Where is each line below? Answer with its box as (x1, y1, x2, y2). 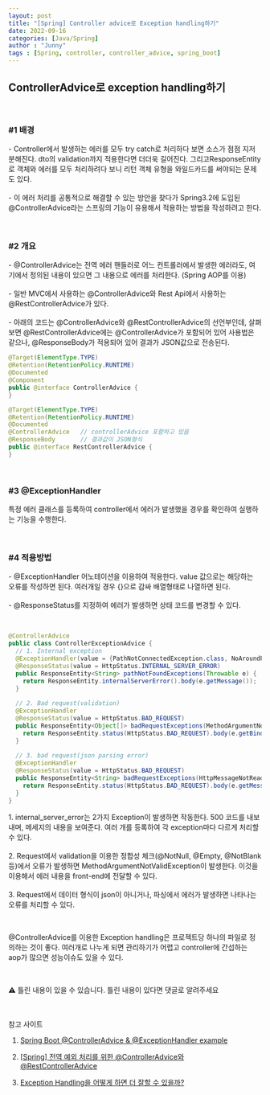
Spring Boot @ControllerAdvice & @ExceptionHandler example (19, 1035, 228, 1045)
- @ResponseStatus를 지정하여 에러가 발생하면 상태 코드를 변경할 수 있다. (8, 601, 241, 610)
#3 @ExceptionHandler (8, 485, 102, 496)
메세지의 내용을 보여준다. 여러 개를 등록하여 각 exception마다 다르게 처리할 (25, 822, 260, 832)
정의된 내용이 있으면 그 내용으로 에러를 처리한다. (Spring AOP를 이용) (29, 270, 247, 280)
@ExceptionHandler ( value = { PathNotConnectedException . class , (15, 654, 228, 662)
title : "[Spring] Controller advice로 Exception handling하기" (8, 19, 219, 27)
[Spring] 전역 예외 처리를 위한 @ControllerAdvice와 (19, 1052, 185, 1061)
